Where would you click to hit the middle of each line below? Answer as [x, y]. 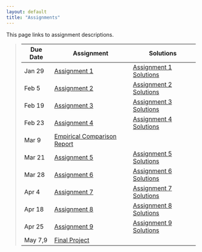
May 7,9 [36, 240]
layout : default [26, 12]
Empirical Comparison [85, 136]
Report [63, 144]
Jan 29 [34, 71]
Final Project [72, 240]
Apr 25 [34, 226]
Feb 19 [34, 105]
